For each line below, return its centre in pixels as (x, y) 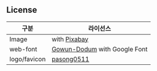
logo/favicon (28, 59)
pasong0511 (71, 59)
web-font (24, 49)
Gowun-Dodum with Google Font (100, 49)
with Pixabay (70, 39)
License (22, 10)
